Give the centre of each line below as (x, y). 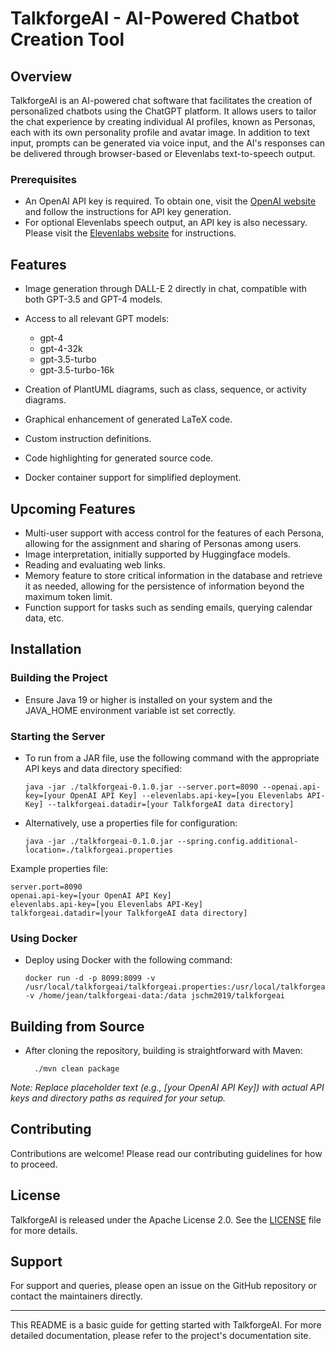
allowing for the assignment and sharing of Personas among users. (163, 543)
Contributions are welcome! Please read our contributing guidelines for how (166, 1153)
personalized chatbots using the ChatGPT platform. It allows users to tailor (163, 111)
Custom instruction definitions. (88, 439)
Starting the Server (58, 736)
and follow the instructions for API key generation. (128, 212)
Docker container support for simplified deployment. (133, 478)
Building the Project (59, 678)
